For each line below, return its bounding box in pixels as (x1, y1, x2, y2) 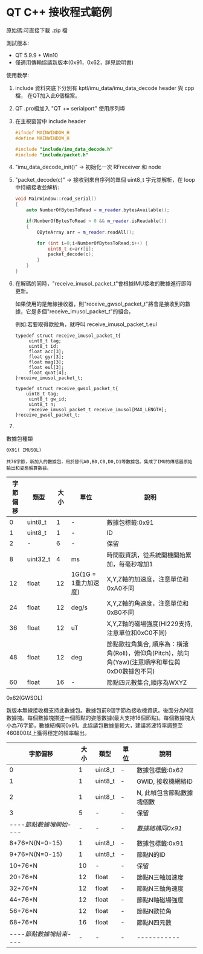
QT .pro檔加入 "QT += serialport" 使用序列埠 (14, 104, 126, 112)
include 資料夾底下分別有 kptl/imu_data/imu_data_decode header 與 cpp (14, 84, 195, 91)
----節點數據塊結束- (9, 929, 71, 938)
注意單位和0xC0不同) (106, 629, 167, 637)
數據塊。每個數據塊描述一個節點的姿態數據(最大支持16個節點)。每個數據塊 (6, 714, 190, 722)
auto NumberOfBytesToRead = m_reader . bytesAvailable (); (26, 207, 170, 213)
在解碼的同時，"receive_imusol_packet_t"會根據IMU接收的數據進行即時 (14, 280, 192, 287)
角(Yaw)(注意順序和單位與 (106, 658, 181, 666)
